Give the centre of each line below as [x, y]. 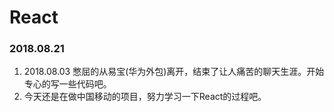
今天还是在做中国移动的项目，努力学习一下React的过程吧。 [145, 97]
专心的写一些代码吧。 [67, 84]
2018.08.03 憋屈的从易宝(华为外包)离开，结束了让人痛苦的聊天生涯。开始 [174, 72]
